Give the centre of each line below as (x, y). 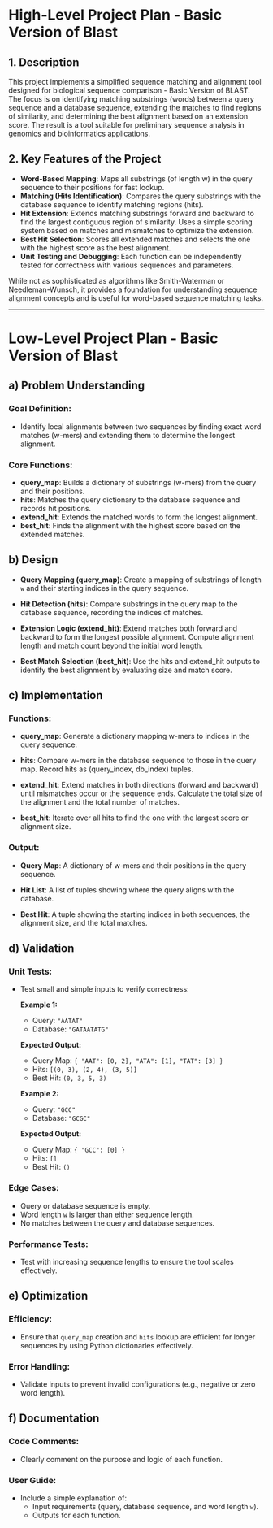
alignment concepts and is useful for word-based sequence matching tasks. (136, 297)
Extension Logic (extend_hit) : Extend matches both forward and (129, 628)
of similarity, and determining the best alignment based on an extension (128, 116)
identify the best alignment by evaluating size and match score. (126, 670)
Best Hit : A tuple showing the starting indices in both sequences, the (135, 914)
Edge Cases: (34, 1188)
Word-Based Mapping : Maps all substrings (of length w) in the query (136, 178)
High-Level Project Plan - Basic (115, 15)
